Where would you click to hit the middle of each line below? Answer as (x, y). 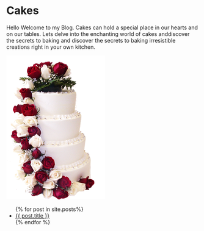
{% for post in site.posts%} (49, 209)
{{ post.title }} (32, 215)
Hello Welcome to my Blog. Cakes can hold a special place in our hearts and (102, 27)
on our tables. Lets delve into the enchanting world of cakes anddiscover (98, 34)
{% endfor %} (33, 222)
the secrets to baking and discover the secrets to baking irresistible (91, 40)
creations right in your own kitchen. (51, 47)
